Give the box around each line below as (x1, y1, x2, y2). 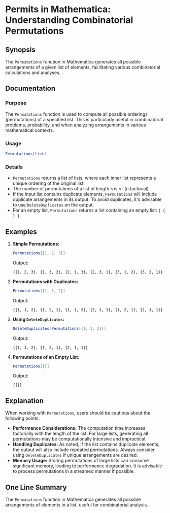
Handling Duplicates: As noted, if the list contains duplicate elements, (12, 441, 160, 448)
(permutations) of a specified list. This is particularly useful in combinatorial (5, 116, 163, 122)
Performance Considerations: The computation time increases (12, 425, 146, 431)
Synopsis (5, 45, 36, 54)
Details (5, 163, 23, 170)
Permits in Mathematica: (5, 4, 111, 15)
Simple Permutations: (12, 241, 60, 247)
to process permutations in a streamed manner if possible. (12, 468, 135, 474)
